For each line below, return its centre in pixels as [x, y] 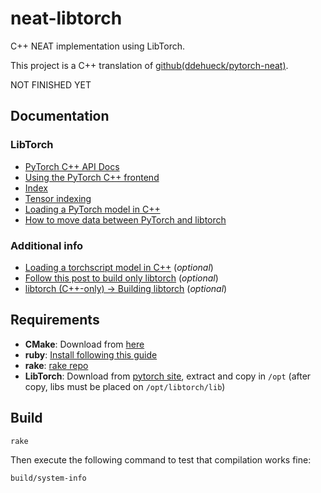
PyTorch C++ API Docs [72, 166]
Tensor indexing [58, 198]
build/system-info [48, 478]
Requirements [55, 320]
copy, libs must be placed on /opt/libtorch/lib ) [125, 386]
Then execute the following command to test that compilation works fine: [161, 459]
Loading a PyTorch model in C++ [92, 209]
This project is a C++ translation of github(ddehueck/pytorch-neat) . [149, 65]
